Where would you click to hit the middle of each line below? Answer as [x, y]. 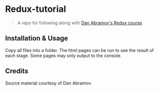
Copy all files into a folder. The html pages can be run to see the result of [79, 50]
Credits [17, 71]
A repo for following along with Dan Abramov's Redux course [79, 23]
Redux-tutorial [36, 9]
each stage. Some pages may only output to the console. [63, 55]
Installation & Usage [37, 38]
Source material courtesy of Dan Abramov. [49, 83]
